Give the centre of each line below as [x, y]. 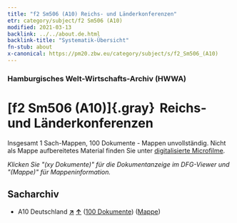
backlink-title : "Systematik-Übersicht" [69, 41]
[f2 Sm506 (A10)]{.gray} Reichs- [107, 108]
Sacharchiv [33, 194]
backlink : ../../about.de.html [54, 34]
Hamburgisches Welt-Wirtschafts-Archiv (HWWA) [97, 78]
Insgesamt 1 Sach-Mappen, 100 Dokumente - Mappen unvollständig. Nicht [117, 142]
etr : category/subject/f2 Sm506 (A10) [65, 21]
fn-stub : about [30, 47]
